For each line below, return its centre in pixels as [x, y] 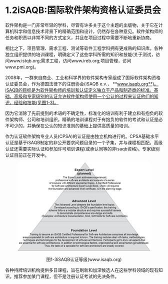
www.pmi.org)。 [22, 67]
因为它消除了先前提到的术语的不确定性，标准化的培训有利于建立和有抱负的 [82, 113]
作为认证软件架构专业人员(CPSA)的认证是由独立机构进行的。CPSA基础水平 [82, 136]
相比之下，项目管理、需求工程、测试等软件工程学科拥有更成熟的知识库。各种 [84, 48]
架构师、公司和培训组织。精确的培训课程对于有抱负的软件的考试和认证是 [84, 119]
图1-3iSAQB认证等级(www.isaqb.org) [84, 259]
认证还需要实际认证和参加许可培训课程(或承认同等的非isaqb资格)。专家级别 [82, 148]
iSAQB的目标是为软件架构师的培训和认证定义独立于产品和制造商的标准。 [79, 90]
